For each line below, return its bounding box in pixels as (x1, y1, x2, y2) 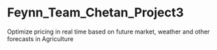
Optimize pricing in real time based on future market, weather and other (7, 27, 210, 36)
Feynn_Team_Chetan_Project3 (7, 5, 184, 21)
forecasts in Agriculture (7, 34, 74, 42)
